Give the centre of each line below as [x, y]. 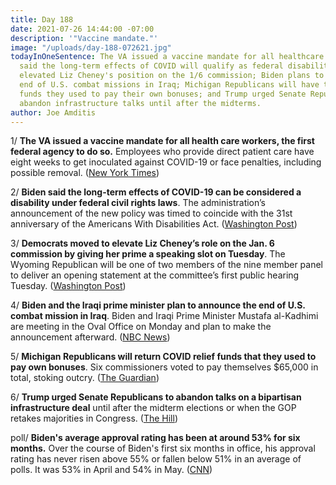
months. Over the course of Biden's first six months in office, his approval [163, 448]
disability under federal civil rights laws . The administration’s [138, 203]
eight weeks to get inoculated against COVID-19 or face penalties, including [166, 162]
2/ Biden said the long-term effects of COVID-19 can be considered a [156, 192]
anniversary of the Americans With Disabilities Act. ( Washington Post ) [154, 224]
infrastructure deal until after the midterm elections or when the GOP [153, 408]
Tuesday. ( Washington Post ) [68, 286]
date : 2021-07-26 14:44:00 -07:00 [82, 29]
